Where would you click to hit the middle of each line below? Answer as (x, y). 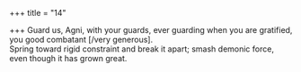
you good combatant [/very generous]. (81, 40)
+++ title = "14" (38, 13)
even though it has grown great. (68, 58)
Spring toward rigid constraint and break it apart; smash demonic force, (142, 49)
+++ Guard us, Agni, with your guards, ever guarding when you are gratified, (151, 30)
